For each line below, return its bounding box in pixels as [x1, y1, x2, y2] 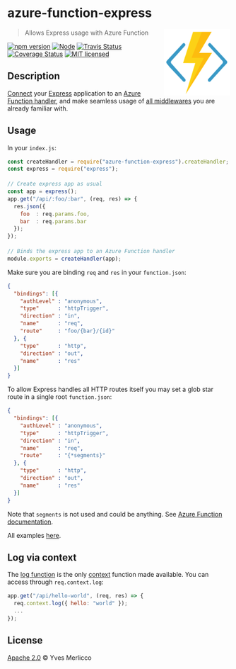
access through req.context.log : [7, 578, 104, 586]
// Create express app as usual [7, 181, 102, 188]
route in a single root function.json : [7, 393, 112, 401]
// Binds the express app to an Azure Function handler [7, 248, 175, 255]
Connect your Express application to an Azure [7, 89, 141, 97]
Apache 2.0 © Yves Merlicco [7, 653, 92, 662]
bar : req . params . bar [20, 218, 87, 225]
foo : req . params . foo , [20, 210, 90, 218]
